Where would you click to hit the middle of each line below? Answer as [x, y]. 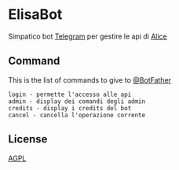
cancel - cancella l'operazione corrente [77, 115]
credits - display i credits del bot [70, 108]
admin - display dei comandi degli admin [77, 101]
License [28, 139]
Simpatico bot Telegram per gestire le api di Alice [88, 36]
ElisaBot [35, 15]
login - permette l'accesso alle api [70, 94]
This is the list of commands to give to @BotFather [89, 79]
